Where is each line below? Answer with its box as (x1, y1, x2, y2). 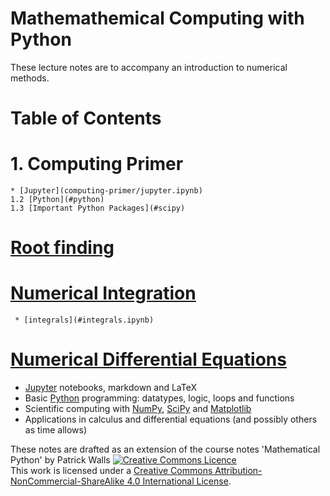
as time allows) (24, 424, 88, 436)
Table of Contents (10, 107, 162, 130)
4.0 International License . (126, 475, 232, 487)
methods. (10, 72, 50, 84)
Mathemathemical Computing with (10, 7, 305, 30)
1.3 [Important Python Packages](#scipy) (10, 203, 186, 214)
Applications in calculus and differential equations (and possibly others (24, 413, 318, 426)
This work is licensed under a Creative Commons (10, 465, 213, 477)
